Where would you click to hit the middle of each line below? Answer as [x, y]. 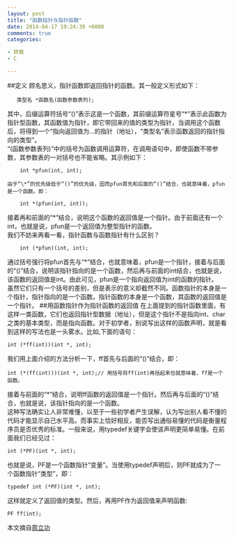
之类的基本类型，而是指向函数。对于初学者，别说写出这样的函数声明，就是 [114, 323]
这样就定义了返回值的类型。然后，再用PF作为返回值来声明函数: [97, 500]
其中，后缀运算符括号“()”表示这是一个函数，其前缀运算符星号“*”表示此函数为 [117, 114]
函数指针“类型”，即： [44, 473]
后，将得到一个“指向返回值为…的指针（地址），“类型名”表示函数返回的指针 [113, 131]
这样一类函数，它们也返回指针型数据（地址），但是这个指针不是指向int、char [116, 314]
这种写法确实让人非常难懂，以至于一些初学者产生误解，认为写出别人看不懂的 [117, 411]
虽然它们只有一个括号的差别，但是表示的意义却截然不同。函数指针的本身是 [114, 288]
